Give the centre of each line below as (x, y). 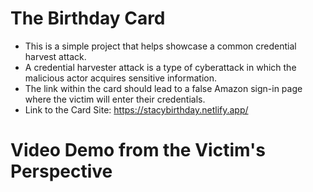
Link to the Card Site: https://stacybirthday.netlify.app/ (136, 109)
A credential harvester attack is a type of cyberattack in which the (160, 67)
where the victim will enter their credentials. (115, 99)
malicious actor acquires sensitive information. (121, 78)
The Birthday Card (88, 18)
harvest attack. (55, 56)
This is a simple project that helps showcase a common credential (160, 46)
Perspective (61, 171)
